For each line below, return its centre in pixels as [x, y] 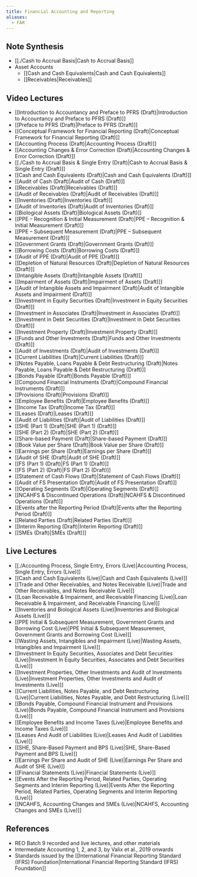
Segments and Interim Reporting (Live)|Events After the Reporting [94, 785]
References [28, 829]
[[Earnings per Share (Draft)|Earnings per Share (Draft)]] [83, 451]
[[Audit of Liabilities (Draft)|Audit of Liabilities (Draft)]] [80, 420]
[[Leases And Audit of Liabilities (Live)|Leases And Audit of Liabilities [98, 735]
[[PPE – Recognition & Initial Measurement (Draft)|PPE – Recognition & [99, 219]
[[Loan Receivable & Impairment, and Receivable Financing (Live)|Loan [101, 596]
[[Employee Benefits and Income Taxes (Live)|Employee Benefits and [98, 722]
